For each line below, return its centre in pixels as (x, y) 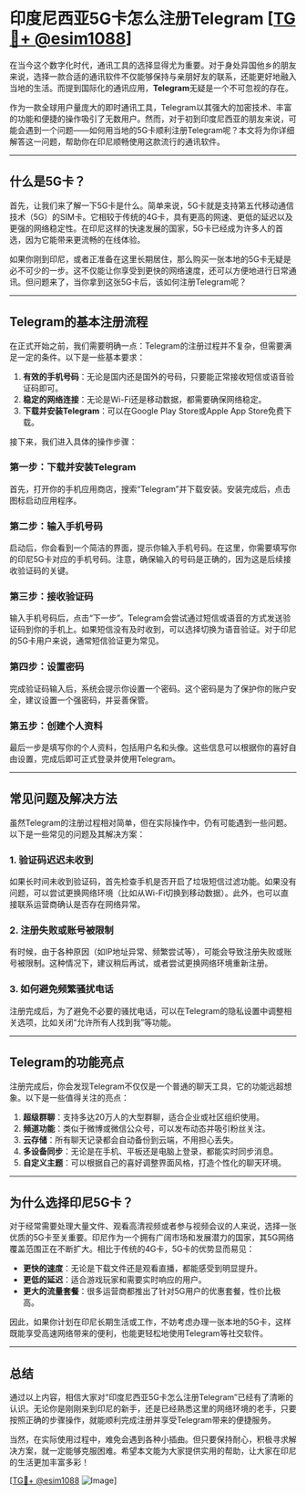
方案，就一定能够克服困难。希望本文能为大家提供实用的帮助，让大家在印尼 (157, 1451)
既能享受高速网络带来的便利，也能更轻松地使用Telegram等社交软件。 (139, 1333)
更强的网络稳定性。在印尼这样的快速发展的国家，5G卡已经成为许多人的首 (147, 228)
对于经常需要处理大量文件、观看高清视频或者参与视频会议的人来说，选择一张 (153, 1226)
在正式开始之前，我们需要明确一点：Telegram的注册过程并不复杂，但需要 (147, 345)
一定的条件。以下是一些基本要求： (81, 357)
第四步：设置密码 (47, 667)
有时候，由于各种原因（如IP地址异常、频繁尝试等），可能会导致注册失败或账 (151, 952)
